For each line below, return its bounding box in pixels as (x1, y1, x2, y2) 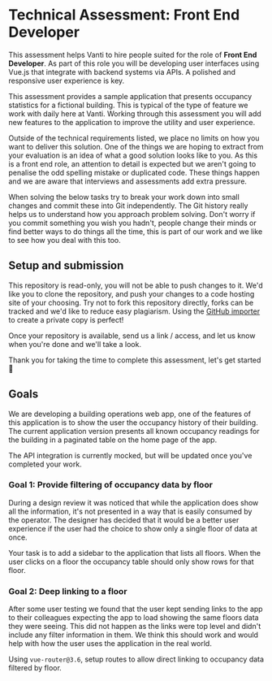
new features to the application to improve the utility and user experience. (8, 117, 256, 127)
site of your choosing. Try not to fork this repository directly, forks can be (8, 297, 254, 307)
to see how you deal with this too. (8, 235, 121, 245)
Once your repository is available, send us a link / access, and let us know (8, 331, 256, 340)
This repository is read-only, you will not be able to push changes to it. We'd (8, 280, 263, 290)
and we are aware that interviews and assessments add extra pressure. (8, 176, 248, 186)
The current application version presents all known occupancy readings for (8, 426, 260, 436)
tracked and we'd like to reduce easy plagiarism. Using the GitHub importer (8, 306, 261, 316)
